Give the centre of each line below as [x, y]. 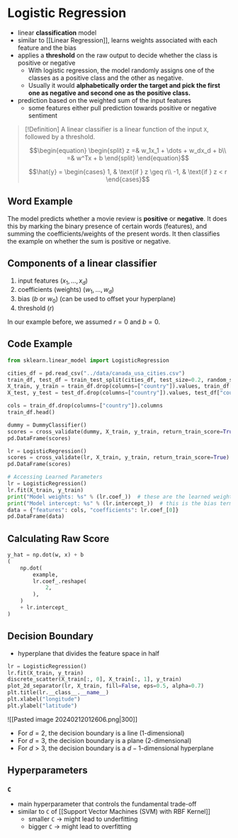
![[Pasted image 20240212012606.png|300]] [73, 719]
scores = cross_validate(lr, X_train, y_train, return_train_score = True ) [119, 458]
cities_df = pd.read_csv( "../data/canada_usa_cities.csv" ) [96, 373]
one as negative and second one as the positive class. [109, 93]
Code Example [40, 344]
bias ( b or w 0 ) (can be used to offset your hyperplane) [96, 300]
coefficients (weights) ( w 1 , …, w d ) [66, 290]
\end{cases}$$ [128, 179]
